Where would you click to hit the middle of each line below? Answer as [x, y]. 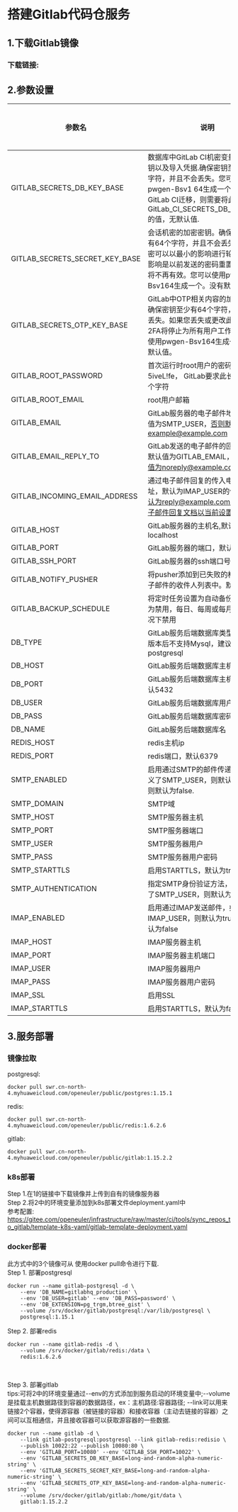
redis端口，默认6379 [183, 756]
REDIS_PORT [33, 756]
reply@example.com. [197, 502]
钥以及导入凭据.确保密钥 [188, 168]
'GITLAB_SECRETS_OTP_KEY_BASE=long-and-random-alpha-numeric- [132, 1483]
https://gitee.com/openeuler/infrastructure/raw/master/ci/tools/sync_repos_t [119, 1219]
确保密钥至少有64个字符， [191, 310]
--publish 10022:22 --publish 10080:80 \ [82, 1446]
